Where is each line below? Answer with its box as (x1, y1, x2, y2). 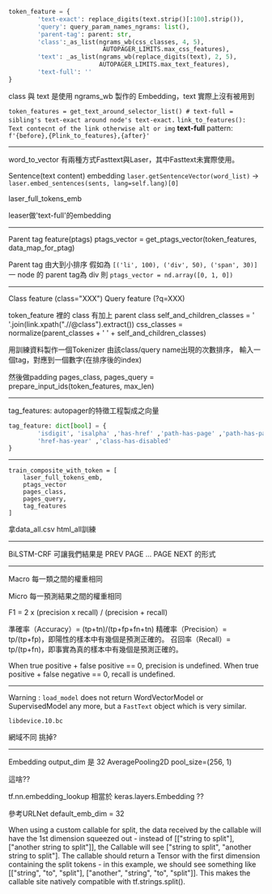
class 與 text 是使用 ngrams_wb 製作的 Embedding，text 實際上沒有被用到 (8, 91, 255, 101)
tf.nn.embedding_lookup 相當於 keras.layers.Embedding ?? (8, 792, 204, 802)
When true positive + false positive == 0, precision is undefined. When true (8, 661, 259, 671)
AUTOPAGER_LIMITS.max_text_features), (98, 61, 230, 69)
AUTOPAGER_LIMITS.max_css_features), (102, 45, 230, 54)
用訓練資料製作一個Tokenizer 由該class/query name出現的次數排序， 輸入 (8, 345, 254, 355)
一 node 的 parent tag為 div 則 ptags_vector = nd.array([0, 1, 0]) (8, 269, 233, 279)
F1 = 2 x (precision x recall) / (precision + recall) (8, 608, 168, 617)
